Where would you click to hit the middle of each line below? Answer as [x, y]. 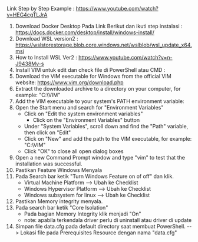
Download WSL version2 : [47, 39]
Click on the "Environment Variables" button [86, 120]
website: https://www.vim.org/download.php [69, 82]
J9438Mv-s [29, 64]
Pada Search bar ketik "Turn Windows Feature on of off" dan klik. [95, 176]
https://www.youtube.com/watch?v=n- [125, 57]
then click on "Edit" [47, 132]
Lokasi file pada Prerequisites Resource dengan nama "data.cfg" [99, 233]
